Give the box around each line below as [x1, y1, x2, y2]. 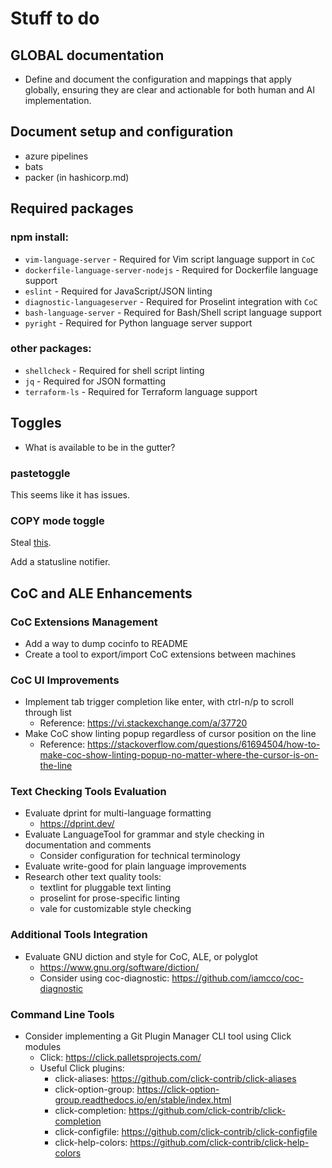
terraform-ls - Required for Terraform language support [24, 385, 258, 397]
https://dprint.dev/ [39, 818, 115, 830]
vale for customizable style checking [39, 903, 192, 915]
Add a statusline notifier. [10, 556, 111, 568]
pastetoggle [10, 466, 71, 480]
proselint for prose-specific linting [39, 892, 180, 904]
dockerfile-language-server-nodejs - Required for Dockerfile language [24, 263, 319, 276]
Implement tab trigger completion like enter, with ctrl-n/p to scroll [24, 696, 294, 708]
